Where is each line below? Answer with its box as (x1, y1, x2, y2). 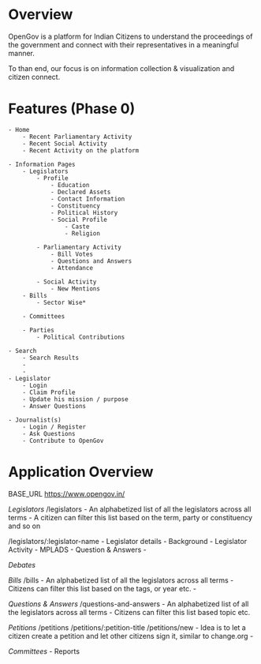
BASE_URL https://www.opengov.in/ (8, 489, 125, 498)
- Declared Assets (50, 188, 111, 196)
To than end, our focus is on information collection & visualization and (8, 63, 235, 73)
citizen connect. (8, 72, 61, 81)
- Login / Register (22, 422, 87, 431)
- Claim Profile (22, 388, 76, 396)
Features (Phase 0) (8, 100, 136, 118)
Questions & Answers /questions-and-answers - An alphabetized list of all (8, 598, 249, 609)
